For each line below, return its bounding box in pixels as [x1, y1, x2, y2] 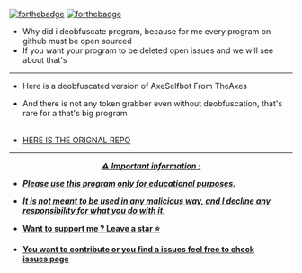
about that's [22, 55, 67, 65]
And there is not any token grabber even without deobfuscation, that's [22, 98, 283, 108]
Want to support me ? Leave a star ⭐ [22, 223, 161, 233]
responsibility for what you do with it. [22, 205, 166, 215]
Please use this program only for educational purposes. [22, 178, 236, 188]
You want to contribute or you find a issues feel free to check [22, 244, 254, 254]
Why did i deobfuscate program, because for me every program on [22, 26, 271, 36]
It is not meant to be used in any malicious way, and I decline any [22, 196, 271, 206]
